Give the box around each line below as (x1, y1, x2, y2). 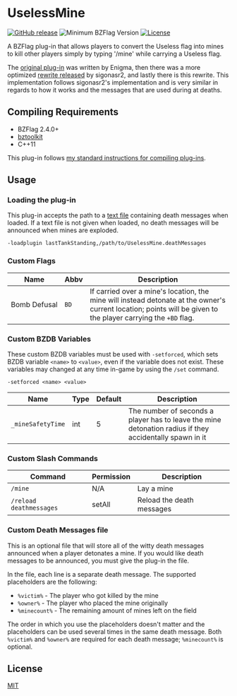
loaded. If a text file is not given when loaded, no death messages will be (7, 219, 219, 227)
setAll (91, 500, 111, 510)
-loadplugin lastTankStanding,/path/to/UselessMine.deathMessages (7, 240, 207, 247)
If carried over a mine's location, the (90, 286, 209, 296)
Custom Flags (7, 256, 56, 266)
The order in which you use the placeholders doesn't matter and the (7, 620, 205, 628)
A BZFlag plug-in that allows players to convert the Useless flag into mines (7, 42, 224, 50)
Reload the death (137, 496, 194, 505)
